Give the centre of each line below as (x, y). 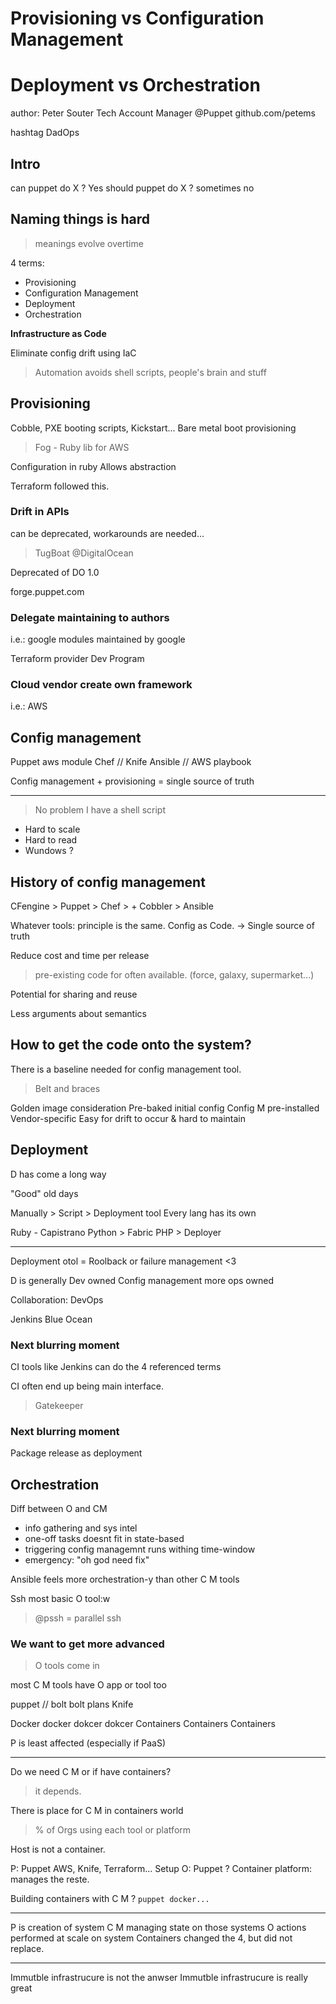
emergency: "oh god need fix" (87, 1560)
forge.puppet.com (47, 591)
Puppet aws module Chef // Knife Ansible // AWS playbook (131, 762)
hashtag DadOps (45, 133)
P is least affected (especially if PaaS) (88, 1743)
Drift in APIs (40, 512)
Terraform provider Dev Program (77, 659)
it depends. (58, 1791)
